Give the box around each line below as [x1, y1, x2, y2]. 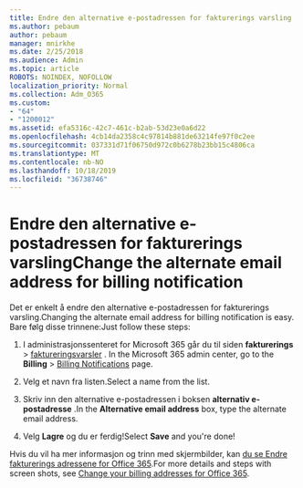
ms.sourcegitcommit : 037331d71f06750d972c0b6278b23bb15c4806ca [9, 140, 256, 150]
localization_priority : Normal [9, 81, 129, 90]
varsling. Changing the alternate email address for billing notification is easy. [9, 312, 295, 323]
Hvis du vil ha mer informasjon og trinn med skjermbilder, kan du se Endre [9, 449, 288, 460]
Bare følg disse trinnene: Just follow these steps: [9, 321, 191, 333]
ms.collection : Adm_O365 [9, 89, 104, 99]
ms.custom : [9, 98, 51, 108]
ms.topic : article [9, 65, 79, 74]
